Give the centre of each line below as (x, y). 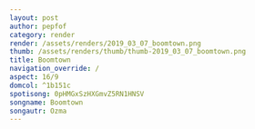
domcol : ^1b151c (40, 85)
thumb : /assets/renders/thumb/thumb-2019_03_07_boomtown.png (128, 52)
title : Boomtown (40, 60)
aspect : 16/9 (34, 77)
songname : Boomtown (46, 102)
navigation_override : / (55, 69)
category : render (42, 35)
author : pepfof (38, 26)
